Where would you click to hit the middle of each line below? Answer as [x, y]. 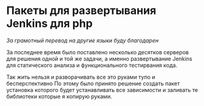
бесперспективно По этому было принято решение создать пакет [93, 83]
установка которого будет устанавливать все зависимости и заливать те [102, 90]
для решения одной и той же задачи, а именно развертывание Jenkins [100, 58]
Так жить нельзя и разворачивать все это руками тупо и [81, 77]
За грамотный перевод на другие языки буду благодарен [83, 40]
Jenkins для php [50, 23]
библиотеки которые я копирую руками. [59, 96]
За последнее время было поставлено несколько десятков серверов [97, 52]
